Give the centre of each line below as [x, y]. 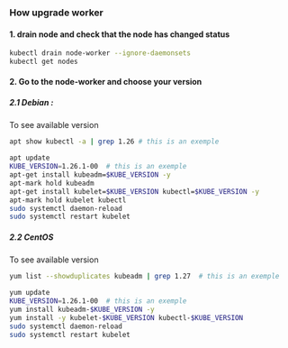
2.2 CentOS [31, 237]
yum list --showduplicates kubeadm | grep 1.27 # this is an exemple [144, 277]
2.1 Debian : [31, 103]
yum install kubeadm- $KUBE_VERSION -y [82, 309]
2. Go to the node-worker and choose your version [106, 82]
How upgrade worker [56, 13]
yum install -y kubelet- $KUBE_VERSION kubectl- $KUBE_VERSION [126, 317]
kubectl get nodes [44, 61]
